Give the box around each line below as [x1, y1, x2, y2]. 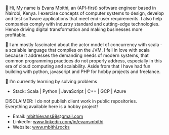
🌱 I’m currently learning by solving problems [5, 79, 98, 84]
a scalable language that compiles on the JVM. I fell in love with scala [5, 47, 150, 53]
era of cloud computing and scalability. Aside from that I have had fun [5, 63, 151, 69]
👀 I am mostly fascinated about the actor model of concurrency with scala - [5, 42, 163, 48]
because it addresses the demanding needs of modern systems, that [5, 52, 149, 58]
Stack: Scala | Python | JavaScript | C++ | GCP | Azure [12, 88, 126, 94]
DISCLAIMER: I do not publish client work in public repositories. [5, 98, 138, 104]
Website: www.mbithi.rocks [12, 124, 70, 130]
